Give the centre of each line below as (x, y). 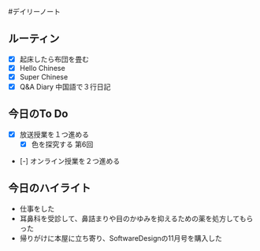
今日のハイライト (50, 188)
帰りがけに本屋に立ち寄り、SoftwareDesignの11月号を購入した (121, 238)
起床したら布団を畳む (54, 59)
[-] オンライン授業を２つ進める (70, 161)
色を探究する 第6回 (62, 144)
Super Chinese (44, 76)
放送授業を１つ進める (54, 134)
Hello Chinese (42, 68)
